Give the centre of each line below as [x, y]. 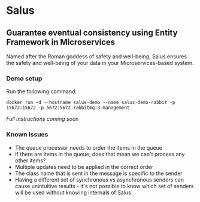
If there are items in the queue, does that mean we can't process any [100, 154]
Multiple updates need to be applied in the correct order [84, 167]
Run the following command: [41, 91]
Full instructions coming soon [43, 119]
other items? [30, 161]
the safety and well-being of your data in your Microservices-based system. [100, 63]
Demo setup [24, 78]
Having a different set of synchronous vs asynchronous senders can [99, 179]
